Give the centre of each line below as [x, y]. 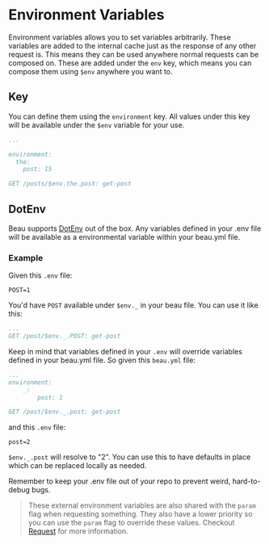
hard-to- [246, 481]
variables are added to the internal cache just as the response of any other [132, 45]
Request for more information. [78, 531]
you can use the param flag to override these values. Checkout [131, 523]
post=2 [19, 442]
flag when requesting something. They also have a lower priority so [140, 514]
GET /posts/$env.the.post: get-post [70, 184]
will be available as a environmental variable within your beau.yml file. [124, 236]
